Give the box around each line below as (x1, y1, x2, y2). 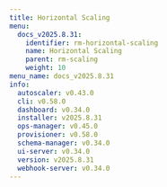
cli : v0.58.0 (17, 96, 66, 106)
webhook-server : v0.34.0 (17, 164, 110, 173)
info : (9, 80, 30, 89)
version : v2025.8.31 (17, 155, 94, 165)
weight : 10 (25, 64, 66, 73)
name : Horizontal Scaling (25, 47, 123, 56)
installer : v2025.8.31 (17, 113, 102, 122)
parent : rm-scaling (25, 55, 99, 64)
